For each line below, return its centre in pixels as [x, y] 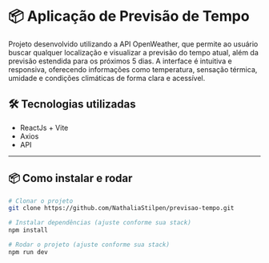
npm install [28, 230]
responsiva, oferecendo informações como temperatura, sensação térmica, [133, 69]
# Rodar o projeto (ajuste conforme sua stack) [89, 245]
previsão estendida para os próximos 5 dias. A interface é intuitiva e [120, 61]
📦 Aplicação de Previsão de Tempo [129, 16]
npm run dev [28, 252]
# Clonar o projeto [41, 201]
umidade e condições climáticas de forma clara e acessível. [107, 78]
